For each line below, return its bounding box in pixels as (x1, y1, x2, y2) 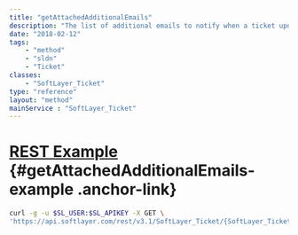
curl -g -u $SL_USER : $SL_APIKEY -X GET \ (9, 209, 165, 218)
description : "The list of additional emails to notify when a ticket (9, 21, 276, 30)
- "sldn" (25, 54, 58, 63)
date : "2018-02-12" (9, 29, 82, 38)
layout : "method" (9, 95, 74, 105)
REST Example (9, 142, 118, 162)
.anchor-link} (76, 179, 177, 200)
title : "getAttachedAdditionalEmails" (9, 12, 153, 22)
